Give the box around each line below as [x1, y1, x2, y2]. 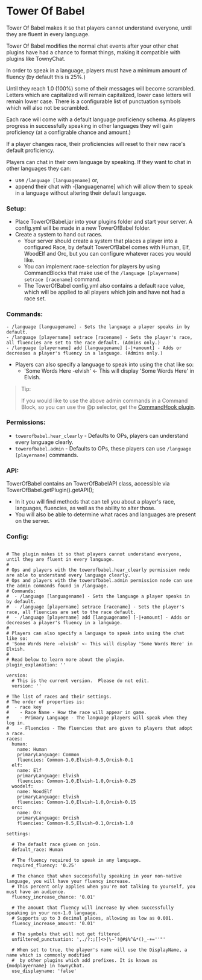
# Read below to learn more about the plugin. [6, 657, 125, 663]
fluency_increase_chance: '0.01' [11, 894, 96, 900]
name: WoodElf [17, 789, 52, 795]
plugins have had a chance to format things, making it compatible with [6, 48, 181, 55]
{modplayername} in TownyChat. [6, 963, 85, 969]
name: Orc [17, 810, 42, 816]
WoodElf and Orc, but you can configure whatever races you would [24, 250, 191, 258]
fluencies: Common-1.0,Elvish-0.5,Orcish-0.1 [17, 757, 134, 763]
